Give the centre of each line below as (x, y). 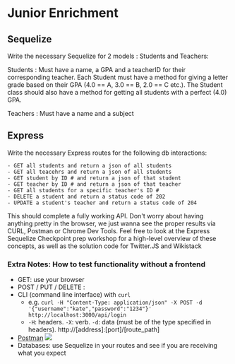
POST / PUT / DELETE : (51, 287)
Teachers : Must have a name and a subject (71, 113)
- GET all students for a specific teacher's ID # (83, 190)
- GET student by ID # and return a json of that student (94, 178)
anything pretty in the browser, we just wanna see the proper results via (112, 223)
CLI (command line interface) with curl (74, 295)
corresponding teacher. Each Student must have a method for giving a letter (118, 77)
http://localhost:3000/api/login (77, 315)
